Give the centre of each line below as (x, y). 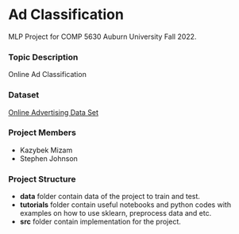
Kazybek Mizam (46, 150)
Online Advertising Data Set (54, 112)
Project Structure (42, 178)
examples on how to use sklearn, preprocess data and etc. (116, 213)
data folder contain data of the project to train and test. (110, 197)
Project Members (42, 132)
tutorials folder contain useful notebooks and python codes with (125, 205)
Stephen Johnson (48, 158)
